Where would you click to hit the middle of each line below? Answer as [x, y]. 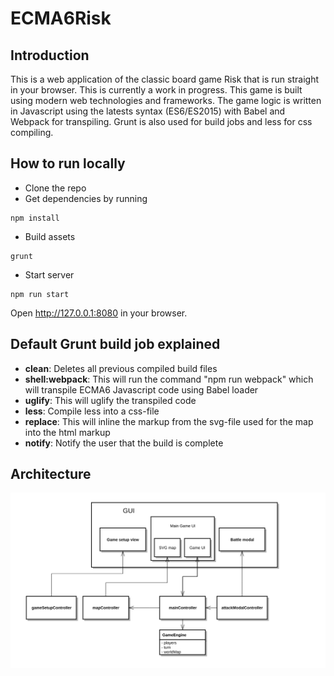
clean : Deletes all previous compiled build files [121, 368]
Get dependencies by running [86, 198]
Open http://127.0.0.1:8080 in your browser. [99, 313]
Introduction [50, 55]
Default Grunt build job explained [115, 344]
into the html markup [67, 432]
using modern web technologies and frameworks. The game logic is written [166, 100]
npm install [35, 218]
